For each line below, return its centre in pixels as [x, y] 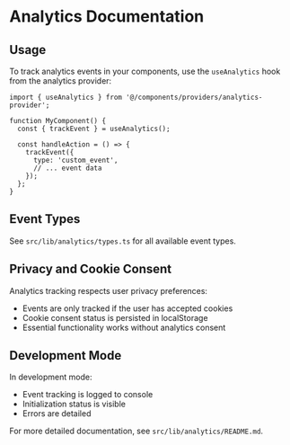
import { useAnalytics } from [66, 97]
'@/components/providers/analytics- [194, 97]
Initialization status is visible [74, 404]
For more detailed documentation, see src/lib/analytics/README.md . [136, 431]
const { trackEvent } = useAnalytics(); [94, 129]
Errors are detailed [57, 414]
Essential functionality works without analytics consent [124, 327]
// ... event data [67, 168]
